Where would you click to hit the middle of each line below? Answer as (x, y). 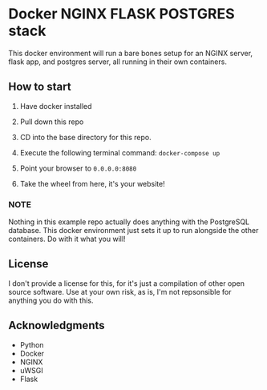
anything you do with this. (51, 300)
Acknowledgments (57, 326)
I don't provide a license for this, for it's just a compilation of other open (127, 283)
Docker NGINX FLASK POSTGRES (121, 14)
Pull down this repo (52, 122)
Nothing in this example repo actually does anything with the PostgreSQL (129, 222)
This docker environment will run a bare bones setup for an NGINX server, (131, 53)
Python (32, 344)
